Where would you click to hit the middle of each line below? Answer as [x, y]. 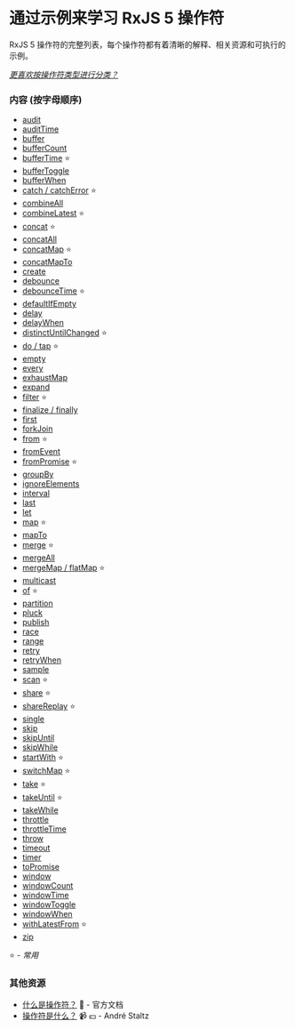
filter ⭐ [34, 398]
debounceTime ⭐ [53, 291]
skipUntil [38, 738]
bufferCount [44, 149]
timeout [36, 848]
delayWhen [43, 323]
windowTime [45, 896]
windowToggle [49, 904]
